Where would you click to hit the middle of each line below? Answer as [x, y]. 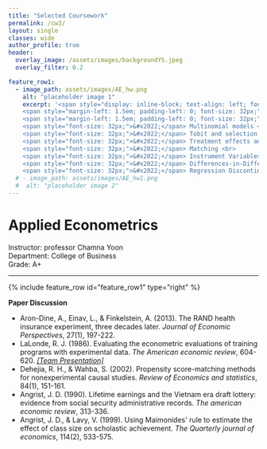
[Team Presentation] [70, 360]
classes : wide [32, 38]
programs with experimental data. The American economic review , [129, 352]
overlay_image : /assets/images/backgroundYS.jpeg [99, 61]
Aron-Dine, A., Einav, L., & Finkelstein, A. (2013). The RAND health [128, 318]
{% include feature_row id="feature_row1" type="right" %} [104, 287]
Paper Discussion [38, 302]
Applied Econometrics [83, 225]
